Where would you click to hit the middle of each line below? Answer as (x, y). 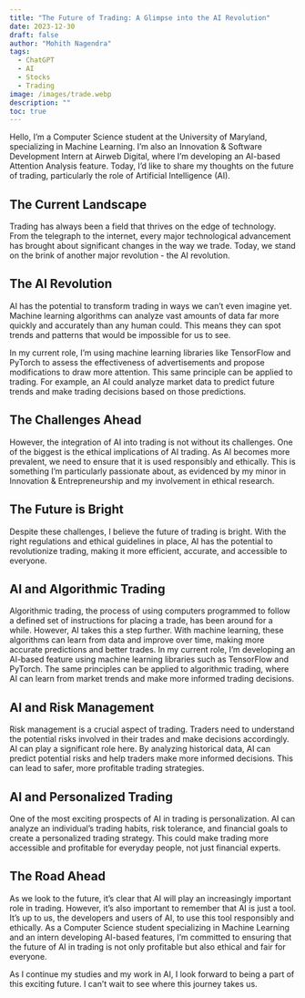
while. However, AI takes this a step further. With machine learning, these (147, 631)
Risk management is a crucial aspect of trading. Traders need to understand (152, 729)
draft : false (34, 35)
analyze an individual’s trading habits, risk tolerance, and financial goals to (149, 828)
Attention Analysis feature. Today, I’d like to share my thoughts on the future (152, 166)
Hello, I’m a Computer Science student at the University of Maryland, (138, 137)
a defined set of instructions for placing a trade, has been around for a (141, 621)
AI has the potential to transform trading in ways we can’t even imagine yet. (151, 305)
